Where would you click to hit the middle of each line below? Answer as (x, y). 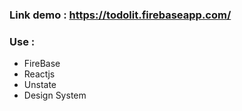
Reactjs (39, 74)
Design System (55, 95)
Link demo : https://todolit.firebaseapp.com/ (120, 15)
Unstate (40, 85)
